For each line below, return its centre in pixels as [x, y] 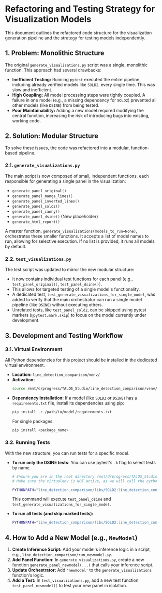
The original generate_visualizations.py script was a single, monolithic [76, 65]
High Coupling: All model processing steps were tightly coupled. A [79, 95]
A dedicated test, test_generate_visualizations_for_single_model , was [84, 294]
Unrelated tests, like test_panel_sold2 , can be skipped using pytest [79, 310]
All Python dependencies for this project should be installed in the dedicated [81, 360]
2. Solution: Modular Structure [52, 136]
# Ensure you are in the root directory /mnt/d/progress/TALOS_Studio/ [86, 476]
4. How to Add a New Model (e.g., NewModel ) [71, 538]
